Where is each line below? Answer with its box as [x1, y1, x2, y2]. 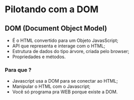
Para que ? [5, 66, 32, 73]
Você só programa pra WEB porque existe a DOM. [12, 89, 118, 95]
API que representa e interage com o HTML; [12, 43, 105, 49]
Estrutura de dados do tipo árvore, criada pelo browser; [12, 48, 130, 54]
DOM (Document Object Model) [5, 24, 107, 33]
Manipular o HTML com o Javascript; [12, 83, 91, 90]
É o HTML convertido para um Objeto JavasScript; [12, 37, 119, 43]
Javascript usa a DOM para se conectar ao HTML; [12, 78, 118, 84]
